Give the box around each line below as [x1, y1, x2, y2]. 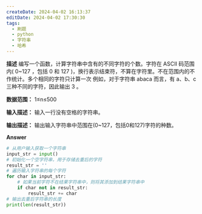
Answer [6, 133, 27, 141]
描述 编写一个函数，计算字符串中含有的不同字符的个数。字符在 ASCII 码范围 [6, 60, 195, 67]
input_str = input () [6, 151, 59, 157]
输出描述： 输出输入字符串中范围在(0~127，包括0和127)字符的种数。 [6, 121, 177, 129]
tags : [6, 20, 20, 26]
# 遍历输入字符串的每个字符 [6, 168, 67, 174]
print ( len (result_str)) [6, 201, 67, 208]
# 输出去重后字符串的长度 [6, 196, 62, 202]
